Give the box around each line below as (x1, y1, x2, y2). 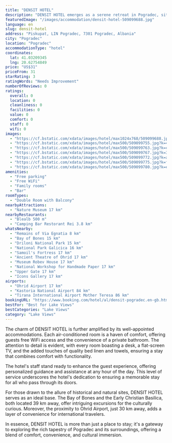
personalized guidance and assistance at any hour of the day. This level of (5, 368, 162, 374)
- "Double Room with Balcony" (10, 197, 74, 203)
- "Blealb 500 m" (10, 217, 47, 222)
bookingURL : (5, 298, 31, 303)
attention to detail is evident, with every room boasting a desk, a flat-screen (5, 342, 165, 348)
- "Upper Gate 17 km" (10, 269, 56, 274)
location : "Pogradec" (5, 41, 52, 46)
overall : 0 (10, 93, 33, 98)
